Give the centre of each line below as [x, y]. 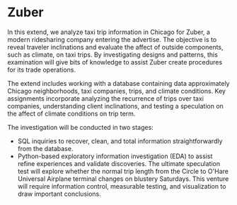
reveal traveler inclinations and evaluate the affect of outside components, [116, 47]
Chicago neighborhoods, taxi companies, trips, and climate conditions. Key [117, 91]
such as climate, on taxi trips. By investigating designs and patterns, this [112, 55]
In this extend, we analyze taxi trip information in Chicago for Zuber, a [109, 32]
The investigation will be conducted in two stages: [80, 127]
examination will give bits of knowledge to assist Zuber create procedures [115, 62]
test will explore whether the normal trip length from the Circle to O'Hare [123, 171]
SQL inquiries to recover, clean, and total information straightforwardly [120, 141]
